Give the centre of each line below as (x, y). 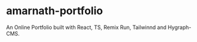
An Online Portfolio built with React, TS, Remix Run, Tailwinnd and (86, 27)
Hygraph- (179, 27)
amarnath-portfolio (55, 11)
